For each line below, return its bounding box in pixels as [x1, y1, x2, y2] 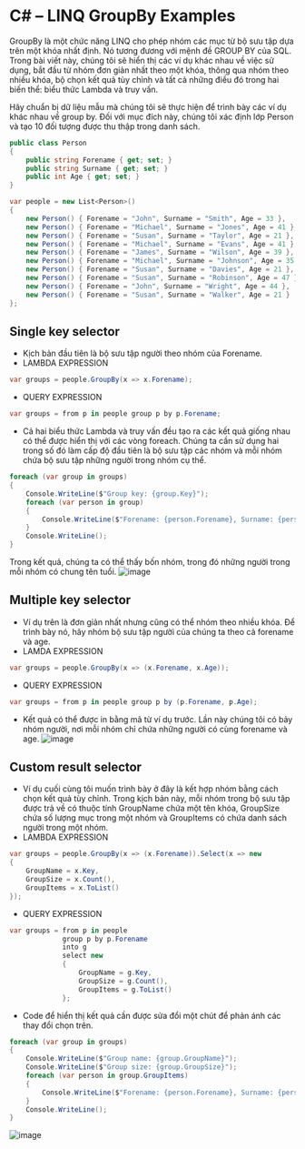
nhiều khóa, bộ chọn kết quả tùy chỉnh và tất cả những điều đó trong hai [9, 74, 280, 85]
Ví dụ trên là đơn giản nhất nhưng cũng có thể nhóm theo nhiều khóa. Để [22, 616, 295, 628]
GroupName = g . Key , [78, 968, 152, 977]
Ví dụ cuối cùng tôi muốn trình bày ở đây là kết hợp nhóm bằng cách [22, 783, 279, 794]
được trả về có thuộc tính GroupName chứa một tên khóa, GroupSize [22, 802, 280, 814]
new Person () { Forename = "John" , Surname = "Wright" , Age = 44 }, [25, 281, 290, 291]
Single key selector [9, 324, 121, 339]
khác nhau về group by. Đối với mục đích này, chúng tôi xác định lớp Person [9, 111, 294, 122]
